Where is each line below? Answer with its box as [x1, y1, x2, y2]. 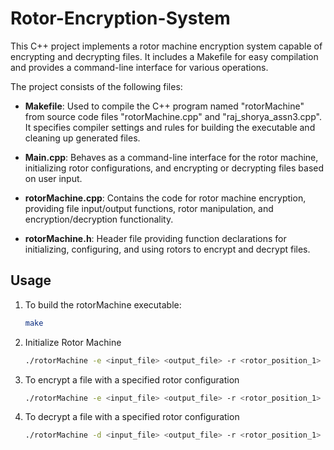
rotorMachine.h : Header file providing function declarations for [24, 232, 287, 244]
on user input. [24, 172, 83, 184]
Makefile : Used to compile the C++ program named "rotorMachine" [24, 100, 305, 112]
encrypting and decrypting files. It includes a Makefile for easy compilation [10, 50, 319, 62]
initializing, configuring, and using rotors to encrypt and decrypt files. [24, 243, 311, 255]
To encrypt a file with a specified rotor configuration [24, 373, 240, 386]
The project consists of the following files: [10, 80, 183, 92]
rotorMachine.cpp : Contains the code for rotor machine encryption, [24, 192, 307, 204]
